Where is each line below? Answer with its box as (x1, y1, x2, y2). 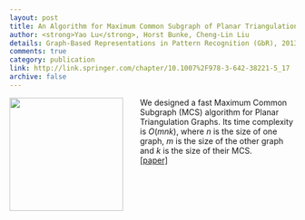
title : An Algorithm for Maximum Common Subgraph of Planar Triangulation (9, 22, 299, 31)
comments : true (9, 47, 67, 56)
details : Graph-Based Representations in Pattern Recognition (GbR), (9, 38, 279, 48)
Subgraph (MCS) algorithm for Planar (140, 106, 280, 118)
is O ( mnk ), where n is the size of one (140, 126, 278, 137)
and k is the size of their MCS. (140, 145, 252, 156)
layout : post (9, 13, 59, 23)
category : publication (9, 55, 95, 64)
